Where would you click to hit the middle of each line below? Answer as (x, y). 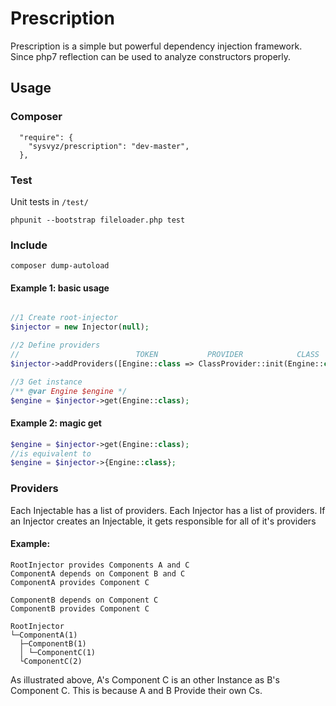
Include (29, 245)
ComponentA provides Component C (80, 582)
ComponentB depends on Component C (84, 600)
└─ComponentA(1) (44, 635)
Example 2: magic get (56, 423)
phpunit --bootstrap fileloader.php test (98, 220)
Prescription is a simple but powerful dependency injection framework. (156, 46)
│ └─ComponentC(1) (58, 652)
